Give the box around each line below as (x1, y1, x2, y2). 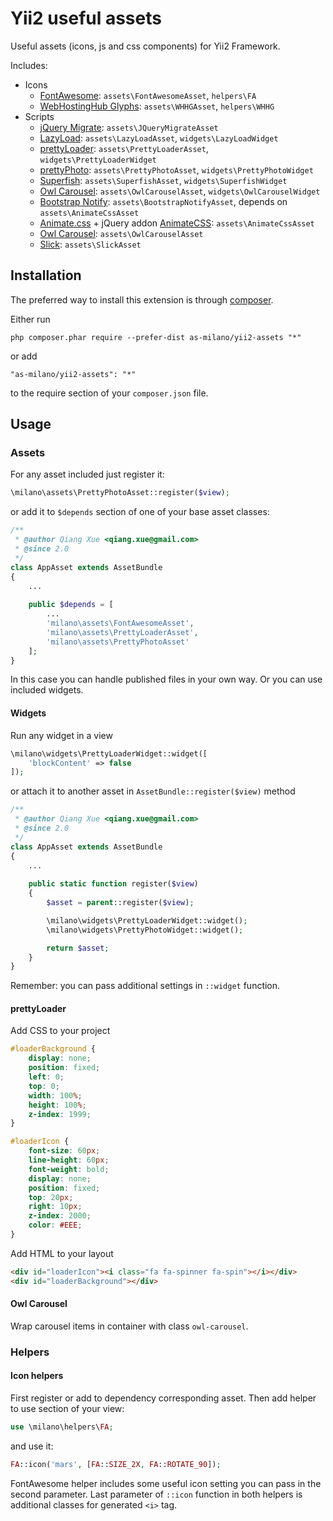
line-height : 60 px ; (28, 1155, 110, 1166)
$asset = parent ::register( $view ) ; (46, 898, 195, 908)
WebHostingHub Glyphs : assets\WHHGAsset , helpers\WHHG (39, 100, 275, 112)
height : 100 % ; (28, 1100, 87, 1110)
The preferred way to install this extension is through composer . (10, 293, 274, 306)
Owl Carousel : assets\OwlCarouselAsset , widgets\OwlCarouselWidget (39, 185, 321, 197)
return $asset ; (46, 943, 110, 953)
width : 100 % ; (28, 1090, 83, 1101)
